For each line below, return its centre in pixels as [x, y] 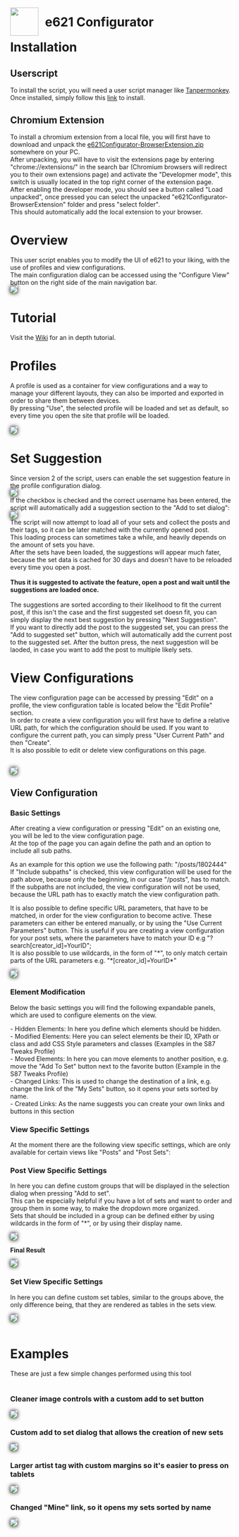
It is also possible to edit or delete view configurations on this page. [108, 750]
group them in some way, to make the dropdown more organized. [105, 1208]
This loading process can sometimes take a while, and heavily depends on [118, 537]
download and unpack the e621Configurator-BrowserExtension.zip [107, 144]
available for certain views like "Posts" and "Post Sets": [90, 1152]
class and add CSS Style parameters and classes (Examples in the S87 [113, 1043]
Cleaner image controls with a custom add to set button [107, 1399]
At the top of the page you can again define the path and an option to [111, 844]
